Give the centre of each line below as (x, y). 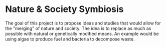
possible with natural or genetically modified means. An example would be (82, 33)
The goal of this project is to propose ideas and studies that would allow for (83, 23)
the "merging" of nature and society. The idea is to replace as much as (78, 28)
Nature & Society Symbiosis (64, 9)
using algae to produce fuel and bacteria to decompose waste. (70, 39)
